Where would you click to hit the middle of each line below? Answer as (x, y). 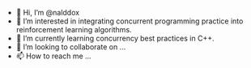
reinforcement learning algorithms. (74, 30)
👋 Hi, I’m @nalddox (47, 13)
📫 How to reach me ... (53, 56)
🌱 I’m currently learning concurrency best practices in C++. (115, 38)
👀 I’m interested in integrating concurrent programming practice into (130, 21)
